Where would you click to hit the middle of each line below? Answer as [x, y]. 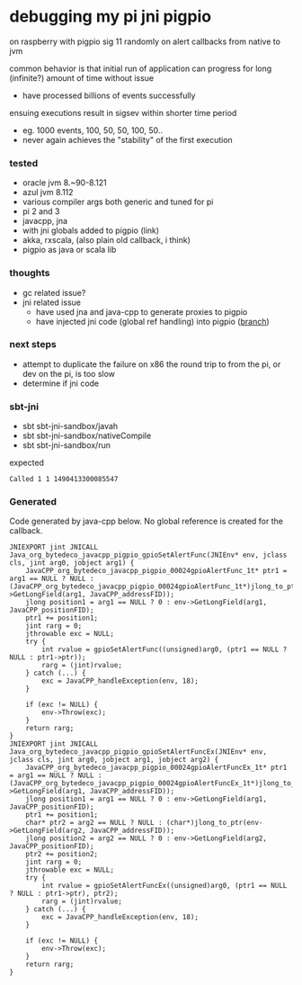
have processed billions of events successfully [109, 95]
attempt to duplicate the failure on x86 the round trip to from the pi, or [151, 364]
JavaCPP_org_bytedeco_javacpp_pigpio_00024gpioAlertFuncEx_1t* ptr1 [156, 768]
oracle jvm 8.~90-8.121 [64, 183]
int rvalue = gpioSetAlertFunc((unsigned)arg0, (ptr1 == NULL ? [164, 649]
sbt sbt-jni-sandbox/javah [70, 426]
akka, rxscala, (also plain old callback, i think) [107, 240]
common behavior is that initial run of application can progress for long [141, 68]
